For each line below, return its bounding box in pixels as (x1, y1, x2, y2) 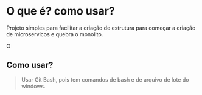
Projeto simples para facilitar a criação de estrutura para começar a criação (6, 24, 196, 31)
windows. (21, 82, 46, 90)
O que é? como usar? (6, 4, 116, 18)
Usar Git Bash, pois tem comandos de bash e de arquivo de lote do (21, 76, 189, 83)
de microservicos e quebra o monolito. (6, 30, 103, 38)
